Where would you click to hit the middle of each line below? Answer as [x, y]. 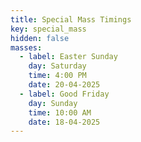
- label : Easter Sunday [68, 57]
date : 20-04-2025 [64, 85]
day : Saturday [57, 66]
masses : [26, 47]
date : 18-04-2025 [64, 122]
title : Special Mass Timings [71, 19]
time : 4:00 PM [57, 76]
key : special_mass [48, 29]
